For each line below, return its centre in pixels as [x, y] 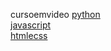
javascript [31, 25]
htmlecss [29, 35]
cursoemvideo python [55, 14]
